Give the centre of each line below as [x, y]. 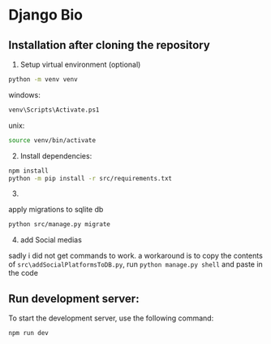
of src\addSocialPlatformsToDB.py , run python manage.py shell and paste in [136, 264]
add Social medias [51, 240]
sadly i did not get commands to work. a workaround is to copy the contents [136, 256]
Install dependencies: [56, 155]
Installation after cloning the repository [110, 45]
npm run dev [28, 333]
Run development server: [74, 298]
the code [24, 273]
